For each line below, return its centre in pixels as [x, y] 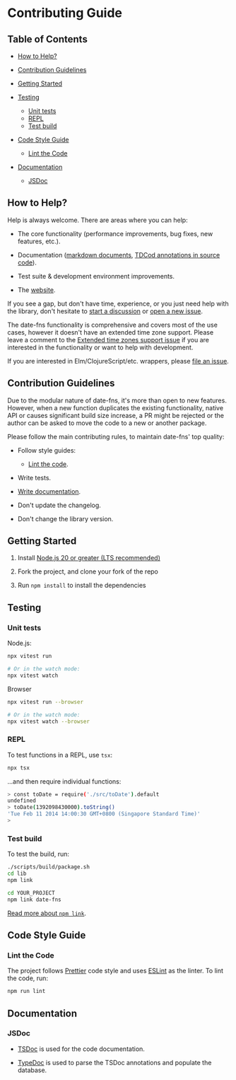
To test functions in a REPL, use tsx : [60, 755]
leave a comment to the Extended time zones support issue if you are [108, 339]
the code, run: [28, 978]
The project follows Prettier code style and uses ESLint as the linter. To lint [116, 971]
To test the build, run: [38, 854]
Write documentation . [49, 491]
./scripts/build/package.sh [49, 867]
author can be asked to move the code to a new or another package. [107, 423]
